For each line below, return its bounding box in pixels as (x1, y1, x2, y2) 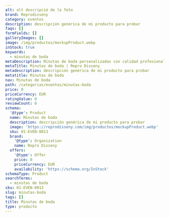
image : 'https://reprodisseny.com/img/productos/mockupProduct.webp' (10, 124, 158, 129)
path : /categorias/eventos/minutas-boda (5, 82, 92, 87)
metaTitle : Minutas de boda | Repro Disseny (5, 63, 100, 68)
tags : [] (5, 194, 24, 199)
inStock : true (5, 45, 35, 50)
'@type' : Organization (14, 138, 62, 143)
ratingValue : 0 (5, 96, 37, 101)
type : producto (5, 204, 37, 209)
